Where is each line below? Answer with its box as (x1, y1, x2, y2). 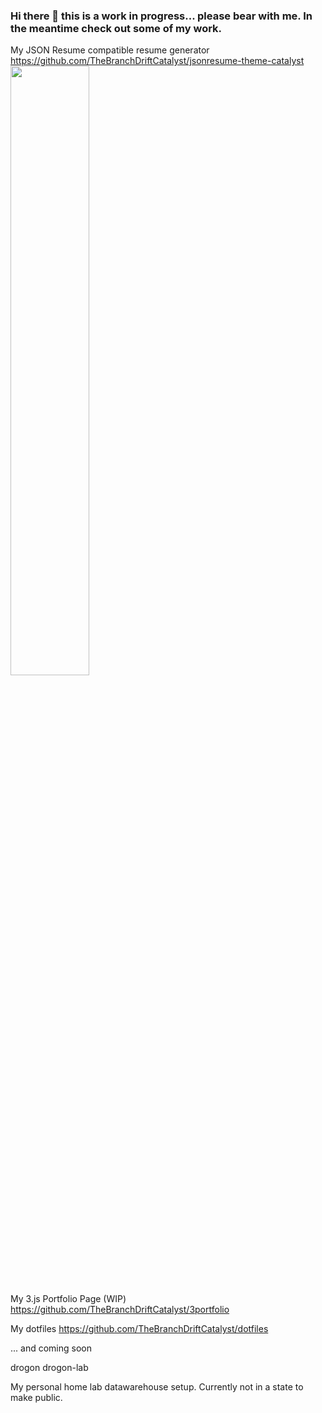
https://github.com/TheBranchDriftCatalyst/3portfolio (10, 1304, 230, 1316)
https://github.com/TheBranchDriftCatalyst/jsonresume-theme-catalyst (10, 55, 305, 67)
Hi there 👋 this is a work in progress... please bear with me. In (10, 9, 313, 23)
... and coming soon (10, 1342, 92, 1354)
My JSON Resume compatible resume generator (10, 44, 210, 56)
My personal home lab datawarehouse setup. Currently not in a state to (10, 1381, 304, 1393)
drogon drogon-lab (10, 1362, 89, 1374)
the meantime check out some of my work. (10, 21, 223, 35)
